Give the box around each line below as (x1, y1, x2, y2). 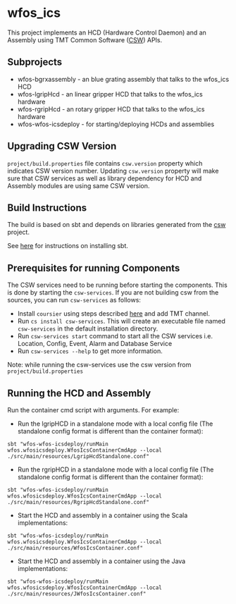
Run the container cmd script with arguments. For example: (7, 406, 180, 414)
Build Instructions (7, 202, 87, 214)
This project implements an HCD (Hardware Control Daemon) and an (7, 28, 206, 37)
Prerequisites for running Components (7, 262, 180, 274)
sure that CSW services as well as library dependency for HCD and (7, 174, 202, 183)
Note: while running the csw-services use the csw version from (7, 361, 192, 369)
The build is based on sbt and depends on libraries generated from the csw (7, 221, 226, 229)
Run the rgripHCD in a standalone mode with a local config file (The (17, 465, 214, 474)
